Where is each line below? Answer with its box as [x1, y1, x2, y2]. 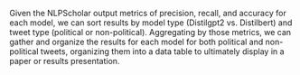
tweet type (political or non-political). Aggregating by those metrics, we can [9, 27, 292, 37]
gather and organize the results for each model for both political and [9, 36, 264, 47]
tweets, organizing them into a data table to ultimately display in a [40, 46, 285, 57]
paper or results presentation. [9, 56, 120, 66]
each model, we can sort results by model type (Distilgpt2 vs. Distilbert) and [9, 17, 293, 28]
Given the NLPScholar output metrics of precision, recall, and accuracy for [9, 8, 286, 18]
